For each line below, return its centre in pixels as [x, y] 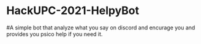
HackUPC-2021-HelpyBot [73, 11]
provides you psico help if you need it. [55, 34]
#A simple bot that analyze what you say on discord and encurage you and [101, 28]
